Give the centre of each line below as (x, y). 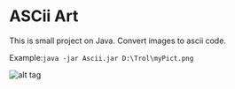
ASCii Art (44, 16)
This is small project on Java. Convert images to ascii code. (117, 41)
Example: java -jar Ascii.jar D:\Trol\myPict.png (102, 57)
